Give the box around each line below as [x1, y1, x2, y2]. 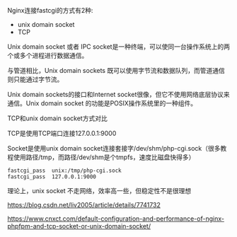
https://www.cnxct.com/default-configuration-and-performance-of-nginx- [7, 214, 225, 223]
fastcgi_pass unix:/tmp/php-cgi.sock [7, 167, 122, 174]
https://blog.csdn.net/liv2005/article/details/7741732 [7, 201, 161, 209]
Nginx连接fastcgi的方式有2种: [7, 6, 93, 14]
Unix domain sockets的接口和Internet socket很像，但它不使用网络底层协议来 [7, 91, 230, 98]
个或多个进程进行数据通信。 [7, 52, 88, 59]
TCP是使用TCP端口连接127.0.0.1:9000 [7, 129, 117, 137]
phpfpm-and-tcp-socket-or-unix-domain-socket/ [7, 222, 151, 230]
